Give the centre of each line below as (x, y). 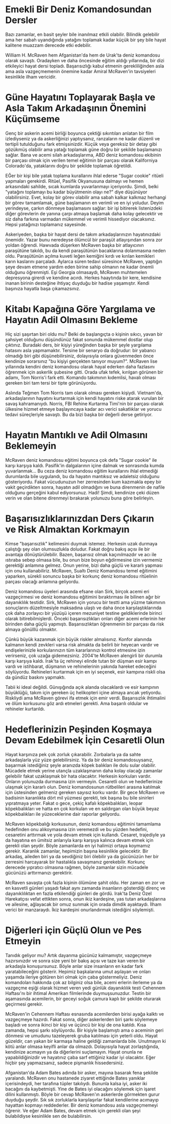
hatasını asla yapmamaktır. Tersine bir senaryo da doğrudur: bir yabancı (81, 350)
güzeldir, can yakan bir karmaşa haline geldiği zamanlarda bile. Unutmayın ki (86, 1041)
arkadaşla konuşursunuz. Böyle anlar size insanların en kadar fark (74, 966)
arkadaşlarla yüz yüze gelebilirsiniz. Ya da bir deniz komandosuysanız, (79, 760)
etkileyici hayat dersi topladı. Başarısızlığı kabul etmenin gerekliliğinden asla (85, 66)
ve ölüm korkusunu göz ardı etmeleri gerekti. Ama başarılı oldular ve (77, 703)
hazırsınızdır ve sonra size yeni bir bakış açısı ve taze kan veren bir (75, 961)
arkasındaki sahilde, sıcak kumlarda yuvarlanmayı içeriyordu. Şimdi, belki (82, 186)
